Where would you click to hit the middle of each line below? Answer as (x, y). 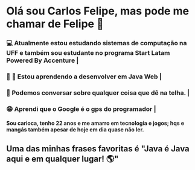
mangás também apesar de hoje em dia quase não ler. (75, 130)
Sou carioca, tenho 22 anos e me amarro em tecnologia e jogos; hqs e (95, 123)
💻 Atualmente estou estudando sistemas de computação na (97, 43)
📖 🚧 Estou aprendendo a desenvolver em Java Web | (84, 77)
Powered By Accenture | (43, 60)
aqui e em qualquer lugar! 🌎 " (62, 159)
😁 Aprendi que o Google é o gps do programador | (81, 109)
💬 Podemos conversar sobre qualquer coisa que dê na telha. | (98, 93)
